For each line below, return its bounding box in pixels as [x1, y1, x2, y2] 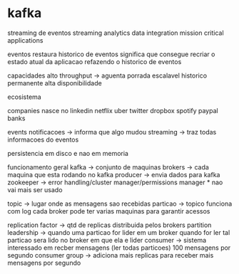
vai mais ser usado [7, 185, 63, 194]
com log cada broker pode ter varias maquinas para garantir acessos [7, 206, 210, 215]
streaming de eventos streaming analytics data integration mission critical [7, 28, 224, 37]
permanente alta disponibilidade [7, 78, 102, 87]
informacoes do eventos [7, 135, 79, 144]
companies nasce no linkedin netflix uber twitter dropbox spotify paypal [7, 106, 219, 115]
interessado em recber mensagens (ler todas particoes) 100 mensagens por [7, 243, 231, 252]
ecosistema [7, 93, 41, 101]
